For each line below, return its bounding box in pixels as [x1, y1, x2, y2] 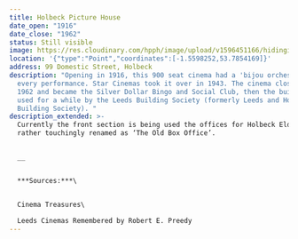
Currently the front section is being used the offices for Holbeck [17, 121, 276, 130]
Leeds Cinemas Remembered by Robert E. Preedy [17, 216, 192, 225]
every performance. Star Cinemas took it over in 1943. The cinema [17, 79, 272, 88]
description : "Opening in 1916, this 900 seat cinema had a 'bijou [9, 71, 264, 80]
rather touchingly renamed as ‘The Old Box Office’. [17, 129, 216, 138]
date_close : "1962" [9, 29, 82, 38]
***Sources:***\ [17, 176, 77, 185]
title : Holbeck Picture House [9, 12, 122, 22]
